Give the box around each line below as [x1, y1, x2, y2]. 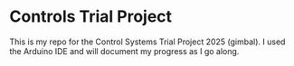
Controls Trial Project [9, 6, 173, 27]
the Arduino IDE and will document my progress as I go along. [9, 45, 240, 56]
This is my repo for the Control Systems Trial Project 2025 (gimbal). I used [9, 36, 286, 47]
